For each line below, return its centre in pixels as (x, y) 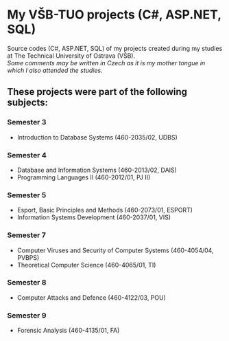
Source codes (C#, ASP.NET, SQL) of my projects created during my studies (115, 48)
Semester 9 (27, 315)
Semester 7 (26, 235)
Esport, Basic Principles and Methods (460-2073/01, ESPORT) (105, 210)
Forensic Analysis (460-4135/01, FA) (68, 331)
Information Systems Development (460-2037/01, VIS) (94, 217)
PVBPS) (28, 257)
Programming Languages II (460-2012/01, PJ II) (84, 177)
